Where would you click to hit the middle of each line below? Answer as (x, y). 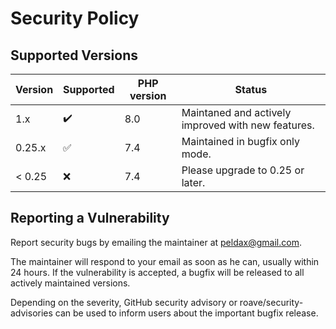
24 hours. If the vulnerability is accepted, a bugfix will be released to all (157, 272)
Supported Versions (74, 55)
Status (251, 89)
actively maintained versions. (70, 283)
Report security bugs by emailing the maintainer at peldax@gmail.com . (156, 242)
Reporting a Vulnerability (90, 218)
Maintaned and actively (236, 112)
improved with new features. (248, 125)
